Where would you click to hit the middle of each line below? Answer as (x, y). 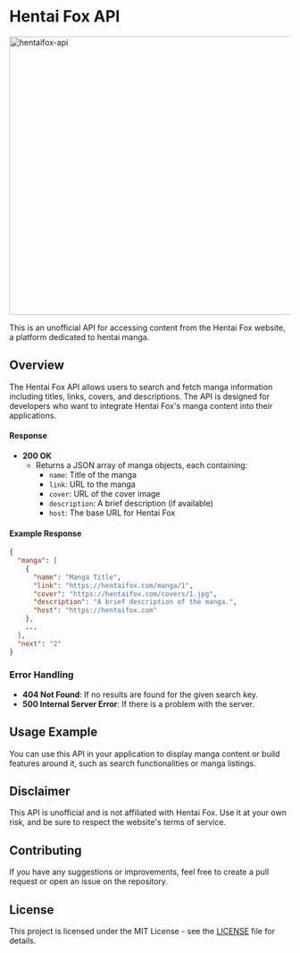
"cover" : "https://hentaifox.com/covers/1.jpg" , (125, 594)
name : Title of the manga (92, 474)
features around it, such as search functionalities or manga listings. (133, 763)
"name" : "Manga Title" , (77, 577)
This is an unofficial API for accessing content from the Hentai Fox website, (147, 328)
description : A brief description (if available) (131, 503)
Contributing (46, 851)
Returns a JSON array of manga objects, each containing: (142, 465)
